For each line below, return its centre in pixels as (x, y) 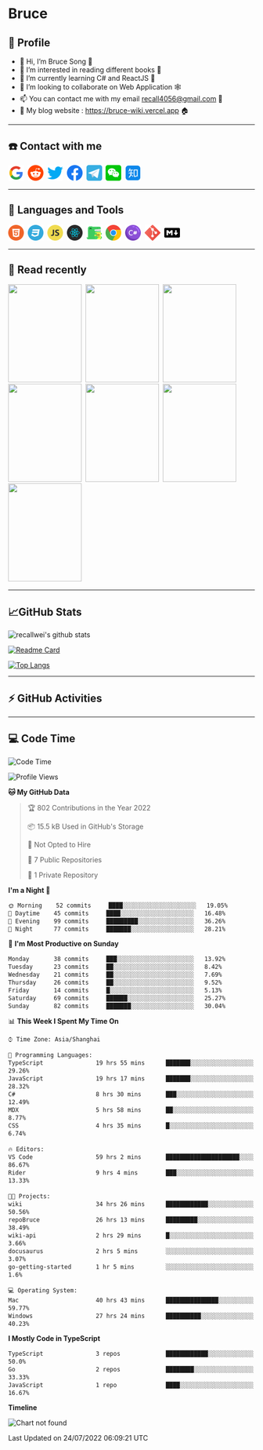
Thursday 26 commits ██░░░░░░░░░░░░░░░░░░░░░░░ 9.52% (115, 982)
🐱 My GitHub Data (39, 792)
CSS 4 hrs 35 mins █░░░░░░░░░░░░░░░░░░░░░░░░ (131, 1126)
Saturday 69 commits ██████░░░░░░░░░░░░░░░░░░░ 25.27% (117, 998)
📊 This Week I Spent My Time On (63, 1021)
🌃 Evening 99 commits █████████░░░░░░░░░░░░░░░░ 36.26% (117, 921)
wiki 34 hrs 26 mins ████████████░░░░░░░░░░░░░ (131, 1204)
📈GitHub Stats (45, 612)
